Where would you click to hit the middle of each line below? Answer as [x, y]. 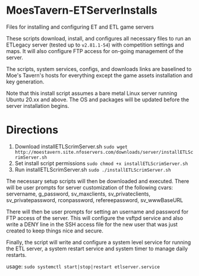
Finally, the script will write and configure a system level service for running [99, 242]
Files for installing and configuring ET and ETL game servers [80, 27]
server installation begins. [38, 106]
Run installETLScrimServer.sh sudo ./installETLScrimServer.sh [93, 169]
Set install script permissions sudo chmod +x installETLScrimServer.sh [101, 163]
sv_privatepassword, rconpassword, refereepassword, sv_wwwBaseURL [95, 200]
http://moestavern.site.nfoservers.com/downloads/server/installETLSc [104, 152]
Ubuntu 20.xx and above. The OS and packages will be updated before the [98, 100]
